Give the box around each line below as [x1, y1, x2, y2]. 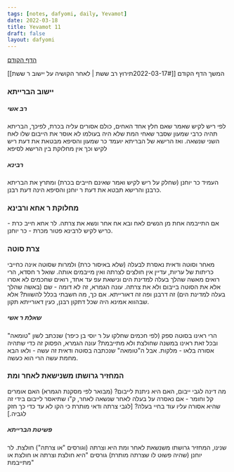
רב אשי [7, 104, 27, 112]
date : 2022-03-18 [7, 17, 58, 24]
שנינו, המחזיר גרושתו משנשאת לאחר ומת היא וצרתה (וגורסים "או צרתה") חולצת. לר [7, 443, 227, 452]
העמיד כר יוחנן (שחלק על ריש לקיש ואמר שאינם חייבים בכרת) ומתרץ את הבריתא [7, 178, 219, 186]
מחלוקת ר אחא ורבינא [7, 203, 79, 213]
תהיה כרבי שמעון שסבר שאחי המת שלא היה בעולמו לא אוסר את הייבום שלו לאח [7, 129, 218, 138]
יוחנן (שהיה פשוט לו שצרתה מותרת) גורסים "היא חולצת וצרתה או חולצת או [7, 450, 202, 459]
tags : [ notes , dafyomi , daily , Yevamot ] [7, 10, 128, 18]
